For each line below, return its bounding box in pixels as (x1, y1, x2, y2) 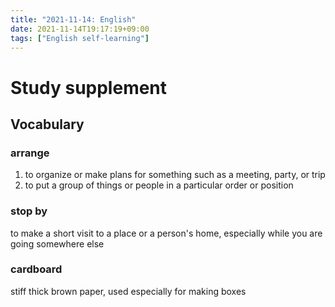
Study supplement (10, 76, 168, 99)
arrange (10, 146, 50, 160)
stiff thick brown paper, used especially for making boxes (10, 285, 247, 297)
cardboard (10, 262, 63, 276)
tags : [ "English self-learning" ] (10, 33, 150, 43)
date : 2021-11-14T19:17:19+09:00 (10, 24, 150, 34)
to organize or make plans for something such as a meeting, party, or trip (24, 169, 326, 181)
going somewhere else (10, 237, 105, 250)
